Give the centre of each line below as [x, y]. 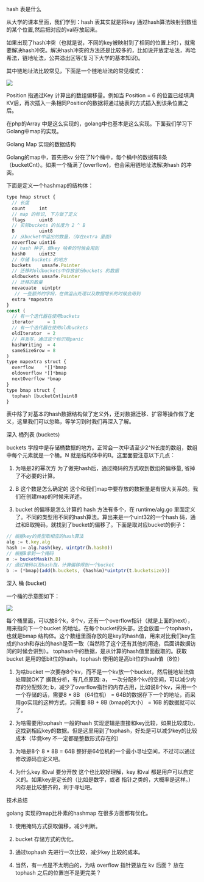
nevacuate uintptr [37, 288]
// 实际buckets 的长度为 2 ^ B [49, 226]
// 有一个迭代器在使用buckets [46, 317]
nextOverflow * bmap [37, 379]
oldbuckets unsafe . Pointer [46, 277]
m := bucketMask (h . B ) [34, 559]
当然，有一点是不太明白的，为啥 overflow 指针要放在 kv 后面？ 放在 [100, 865]
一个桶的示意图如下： [33, 596]
